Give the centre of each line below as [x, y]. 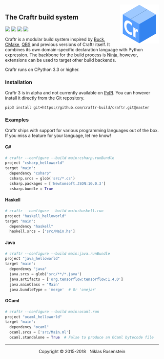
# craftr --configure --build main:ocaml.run [52, 312]
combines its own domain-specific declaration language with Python [74, 49]
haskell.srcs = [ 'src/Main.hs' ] [42, 231]
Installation [19, 82]
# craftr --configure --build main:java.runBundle [58, 253]
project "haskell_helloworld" [36, 216]
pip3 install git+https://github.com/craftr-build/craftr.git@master [77, 108]
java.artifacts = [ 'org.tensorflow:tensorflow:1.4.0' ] [66, 279]
